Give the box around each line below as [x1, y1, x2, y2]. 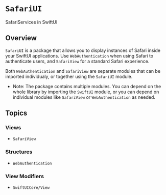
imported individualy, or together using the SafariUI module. [5, 73, 133, 79]
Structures [5, 148, 33, 155]
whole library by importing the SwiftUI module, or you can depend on [12, 89, 159, 95]
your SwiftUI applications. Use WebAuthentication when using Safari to [5, 52, 154, 59]
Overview [5, 34, 37, 42]
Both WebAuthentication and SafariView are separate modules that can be [5, 68, 161, 74]
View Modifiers [5, 173, 44, 180]
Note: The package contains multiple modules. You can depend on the [12, 83, 161, 89]
